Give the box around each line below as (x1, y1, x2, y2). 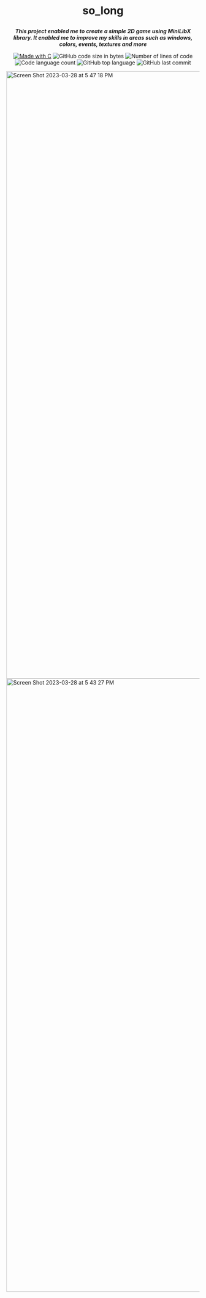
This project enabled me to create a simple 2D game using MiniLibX (15, 28, 191, 35)
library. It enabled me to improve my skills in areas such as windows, (13, 34, 193, 42)
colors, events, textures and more (59, 40, 147, 48)
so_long (82, 4, 124, 18)
